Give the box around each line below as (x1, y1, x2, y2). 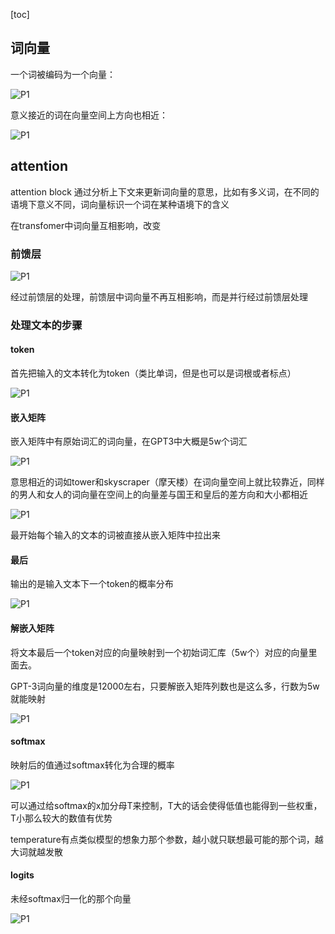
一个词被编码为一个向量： (10, 68, 116, 80)
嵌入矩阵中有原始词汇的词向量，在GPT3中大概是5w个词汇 (10, 435, 248, 448)
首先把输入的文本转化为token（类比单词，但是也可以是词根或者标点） (10, 367, 297, 379)
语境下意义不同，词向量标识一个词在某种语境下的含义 (10, 198, 230, 210)
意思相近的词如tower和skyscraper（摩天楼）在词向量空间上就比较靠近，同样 (10, 476, 325, 488)
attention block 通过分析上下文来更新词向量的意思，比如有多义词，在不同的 (10, 185, 320, 198)
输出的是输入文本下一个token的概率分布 (10, 578, 174, 590)
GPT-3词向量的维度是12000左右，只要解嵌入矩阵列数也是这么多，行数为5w (10, 680, 320, 692)
